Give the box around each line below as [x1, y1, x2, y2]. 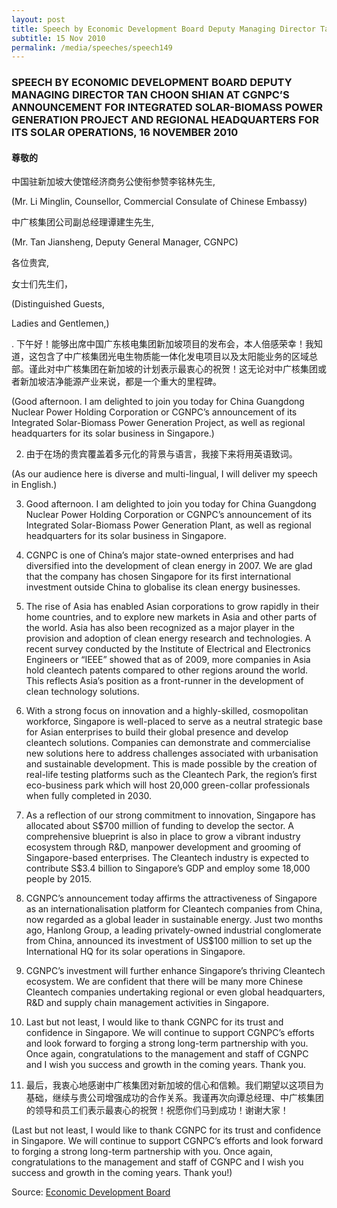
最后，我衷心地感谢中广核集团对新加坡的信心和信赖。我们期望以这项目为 [25, 1079, 324, 1091]
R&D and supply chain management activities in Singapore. [25, 997, 269, 1009]
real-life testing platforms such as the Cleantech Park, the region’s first [25, 769, 318, 781]
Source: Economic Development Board [11, 1186, 171, 1198]
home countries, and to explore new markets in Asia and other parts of [25, 611, 318, 623]
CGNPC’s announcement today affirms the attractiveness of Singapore [25, 892, 318, 905]
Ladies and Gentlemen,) [11, 317, 110, 330]
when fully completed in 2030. [25, 790, 153, 802]
